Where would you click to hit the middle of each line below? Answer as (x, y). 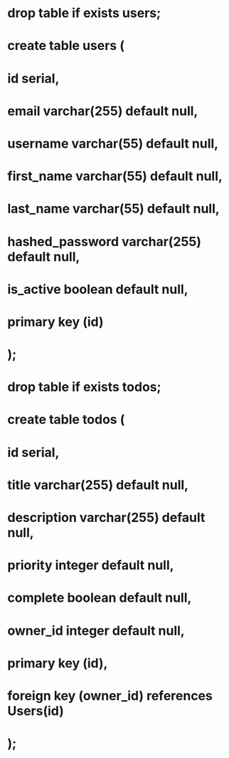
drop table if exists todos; (84, 387)
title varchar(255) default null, (98, 485)
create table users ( (66, 46)
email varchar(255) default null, (103, 111)
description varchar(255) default (106, 518)
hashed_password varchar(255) (104, 241)
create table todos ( (66, 420)
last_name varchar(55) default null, (114, 209)
